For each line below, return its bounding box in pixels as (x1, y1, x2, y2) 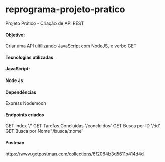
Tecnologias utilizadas (5, 54, 54, 60)
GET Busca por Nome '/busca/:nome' (5, 128, 83, 134)
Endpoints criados (5, 112, 44, 118)
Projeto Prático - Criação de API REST (5, 20, 84, 26)
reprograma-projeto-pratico (5, 4, 125, 15)
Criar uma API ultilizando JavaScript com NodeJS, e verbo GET (5, 43, 137, 49)
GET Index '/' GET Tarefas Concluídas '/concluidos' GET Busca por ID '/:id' (5, 123, 160, 129)
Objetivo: (5, 32, 25, 38)
